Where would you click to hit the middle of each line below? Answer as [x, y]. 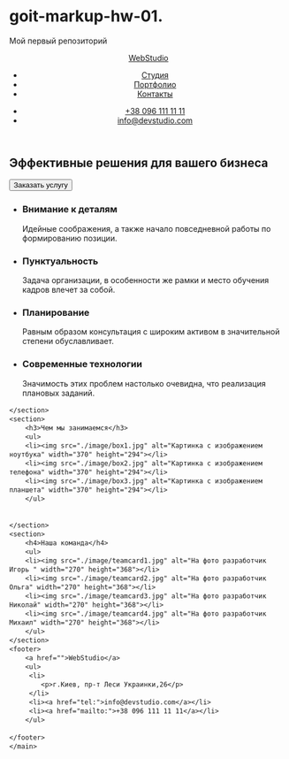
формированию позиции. [69, 238]
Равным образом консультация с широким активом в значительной [151, 332]
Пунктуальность [60, 261]
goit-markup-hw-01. [86, 16]
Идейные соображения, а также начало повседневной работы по [146, 228]
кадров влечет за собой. [68, 289]
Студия [155, 75]
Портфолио [155, 84]
